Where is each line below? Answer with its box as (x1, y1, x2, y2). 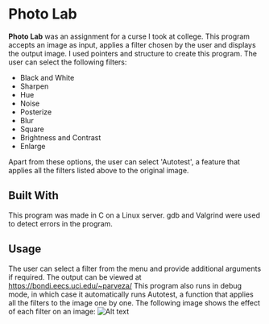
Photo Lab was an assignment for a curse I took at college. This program (8, 31, 250, 41)
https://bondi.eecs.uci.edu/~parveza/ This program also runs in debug (8, 280, 242, 290)
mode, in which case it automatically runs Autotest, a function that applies (8, 289, 254, 299)
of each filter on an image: (8, 306, 96, 316)
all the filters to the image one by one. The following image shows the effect (8, 297, 260, 307)
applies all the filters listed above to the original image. (8, 165, 189, 175)
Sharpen (19, 81, 49, 91)
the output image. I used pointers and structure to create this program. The (8, 48, 258, 58)
